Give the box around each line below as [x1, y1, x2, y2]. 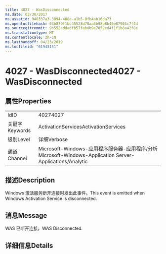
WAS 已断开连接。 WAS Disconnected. [5, 225, 83, 231]
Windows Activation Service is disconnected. [5, 195, 97, 201]
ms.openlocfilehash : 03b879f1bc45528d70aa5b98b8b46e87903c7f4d [5, 21, 138, 26]
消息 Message [5, 211, 47, 220]
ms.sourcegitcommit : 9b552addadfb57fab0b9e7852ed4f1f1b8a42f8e [5, 26, 138, 31]
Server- [116, 152, 135, 159]
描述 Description [5, 176, 55, 185]
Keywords [7, 127, 31, 134]
